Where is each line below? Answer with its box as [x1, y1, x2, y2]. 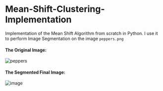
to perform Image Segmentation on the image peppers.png [5, 36, 124, 42]
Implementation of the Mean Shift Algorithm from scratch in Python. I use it [5, 30, 158, 36]
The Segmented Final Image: [5, 69, 66, 75]
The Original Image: [5, 47, 47, 53]
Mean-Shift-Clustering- [5, 3, 105, 15]
